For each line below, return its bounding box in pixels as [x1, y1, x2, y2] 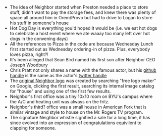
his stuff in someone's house [9, 20, 69, 26]
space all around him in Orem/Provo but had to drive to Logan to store [9, 15, 153, 20]
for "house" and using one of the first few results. [9, 89, 111, 94]
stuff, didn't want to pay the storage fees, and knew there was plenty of [9, 9, 156, 15]
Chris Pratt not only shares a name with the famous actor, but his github [9, 67, 157, 73]
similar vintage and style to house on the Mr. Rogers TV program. [9, 109, 143, 115]
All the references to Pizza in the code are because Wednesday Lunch [9, 41, 154, 46]
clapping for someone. [9, 125, 56, 131]
